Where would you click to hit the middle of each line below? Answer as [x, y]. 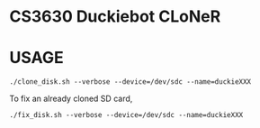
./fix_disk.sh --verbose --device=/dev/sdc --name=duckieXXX [126, 115]
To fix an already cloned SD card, [71, 99]
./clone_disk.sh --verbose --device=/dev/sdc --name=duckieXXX [130, 82]
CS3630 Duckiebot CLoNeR [115, 17]
